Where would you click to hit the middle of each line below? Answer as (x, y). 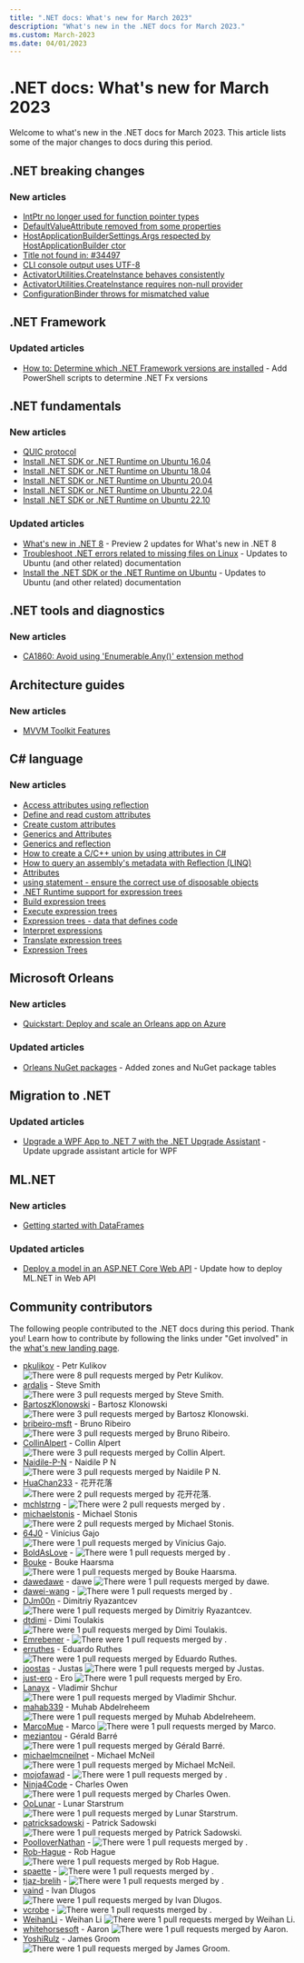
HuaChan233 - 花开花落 (68, 1483)
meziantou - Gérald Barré (70, 1736)
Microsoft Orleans (62, 978)
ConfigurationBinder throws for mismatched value (116, 294)
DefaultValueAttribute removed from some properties (122, 226)
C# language (46, 759)
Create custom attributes (69, 824)
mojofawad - (46, 1775)
